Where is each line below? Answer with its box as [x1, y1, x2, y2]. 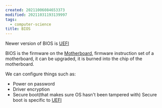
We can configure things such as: [5, 71, 76, 77]
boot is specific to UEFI [12, 97, 62, 103]
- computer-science [10, 21, 52, 27]
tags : [5, 17, 17, 22]
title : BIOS [5, 26, 31, 32]
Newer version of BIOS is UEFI [5, 40, 70, 46]
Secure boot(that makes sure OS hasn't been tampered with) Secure [12, 92, 157, 98]
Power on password [12, 81, 55, 87]
